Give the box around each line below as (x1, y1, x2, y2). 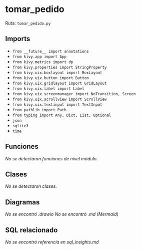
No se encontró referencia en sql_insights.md (5, 239, 99, 245)
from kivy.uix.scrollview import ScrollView (12, 97, 107, 102)
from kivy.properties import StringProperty (12, 65, 107, 70)
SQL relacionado (5, 225, 58, 234)
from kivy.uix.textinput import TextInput (12, 102, 102, 107)
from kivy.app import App (12, 54, 66, 59)
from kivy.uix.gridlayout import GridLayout (12, 81, 107, 86)
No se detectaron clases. (5, 183, 57, 189)
